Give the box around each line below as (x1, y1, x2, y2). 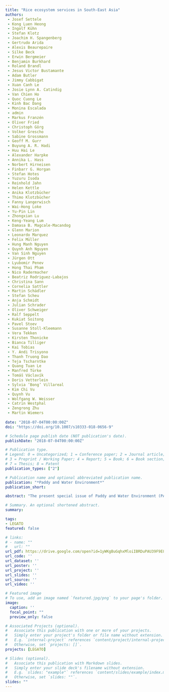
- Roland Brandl (7, 64, 42, 69)
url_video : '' (5, 582, 35, 587)
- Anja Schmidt (7, 298, 39, 303)
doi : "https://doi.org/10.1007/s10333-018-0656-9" (5, 424, 114, 429)
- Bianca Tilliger (7, 340, 46, 345)
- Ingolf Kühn (7, 26, 37, 31)
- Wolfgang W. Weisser (7, 396, 55, 401)
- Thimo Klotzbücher (7, 195, 51, 200)
